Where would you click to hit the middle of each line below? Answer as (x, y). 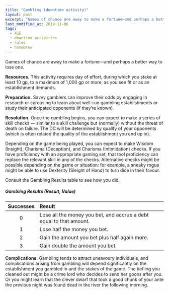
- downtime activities (33, 38)
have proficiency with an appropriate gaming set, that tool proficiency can (82, 154)
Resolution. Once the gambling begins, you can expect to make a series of (83, 118)
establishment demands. (31, 87)
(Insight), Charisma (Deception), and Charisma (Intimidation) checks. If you (83, 149)
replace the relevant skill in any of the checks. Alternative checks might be (82, 160)
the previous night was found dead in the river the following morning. (77, 284)
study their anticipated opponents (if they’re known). (60, 108)
